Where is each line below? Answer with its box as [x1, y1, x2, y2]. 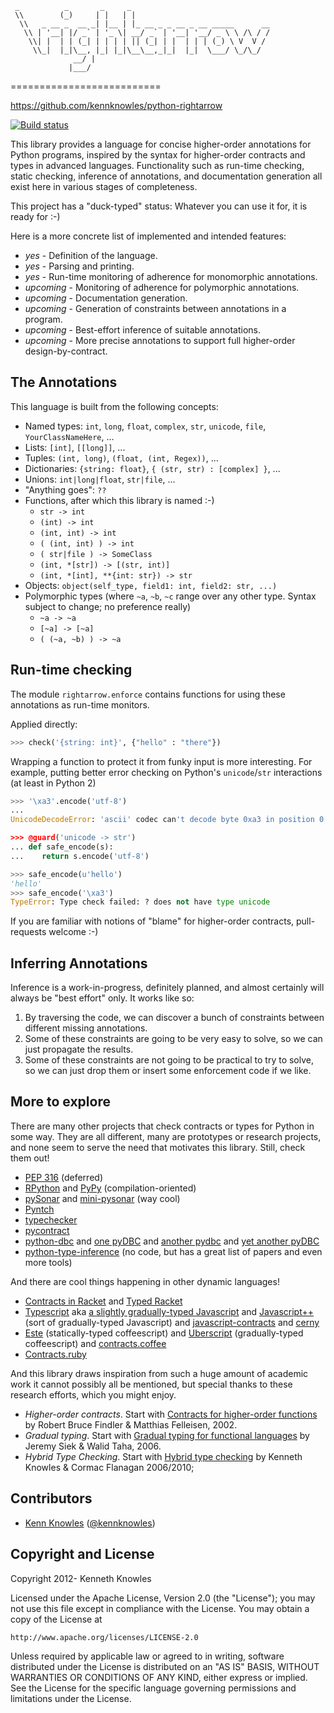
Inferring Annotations [10, 955, 148, 972]
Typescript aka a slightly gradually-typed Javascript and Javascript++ [24, 1305, 315, 1317]
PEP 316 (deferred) [24, 1171, 103, 1183]
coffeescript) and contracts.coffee [24, 1337, 167, 1349]
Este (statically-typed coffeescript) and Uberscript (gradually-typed [24, 1327, 304, 1339]
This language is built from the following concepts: [10, 400, 219, 412]
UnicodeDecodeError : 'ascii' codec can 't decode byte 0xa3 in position [10, 815, 315, 825]
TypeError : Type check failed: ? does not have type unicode [10, 897, 271, 907]
